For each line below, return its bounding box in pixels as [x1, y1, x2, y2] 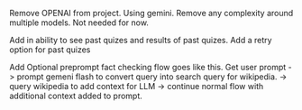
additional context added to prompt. [9, 90, 142, 101]
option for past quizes [9, 44, 91, 55]
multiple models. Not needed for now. [9, 17, 149, 28]
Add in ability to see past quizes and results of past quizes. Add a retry [9, 35, 272, 45]
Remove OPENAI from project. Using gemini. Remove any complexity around [9, 8, 294, 18]
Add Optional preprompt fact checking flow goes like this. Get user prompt [9, 62, 287, 72]
